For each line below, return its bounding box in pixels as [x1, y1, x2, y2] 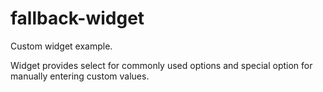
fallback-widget [10, 7, 145, 30]
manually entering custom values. [10, 70, 150, 82]
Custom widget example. [10, 40, 113, 52]
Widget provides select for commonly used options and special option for [10, 59, 313, 71]
